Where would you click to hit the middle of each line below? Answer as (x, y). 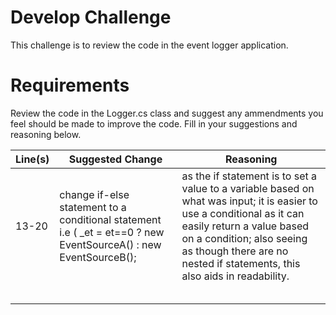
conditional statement (110, 219)
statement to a (93, 207)
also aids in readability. (235, 276)
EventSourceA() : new (110, 244)
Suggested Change (115, 159)
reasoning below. (46, 134)
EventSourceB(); (98, 257)
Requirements (70, 85)
